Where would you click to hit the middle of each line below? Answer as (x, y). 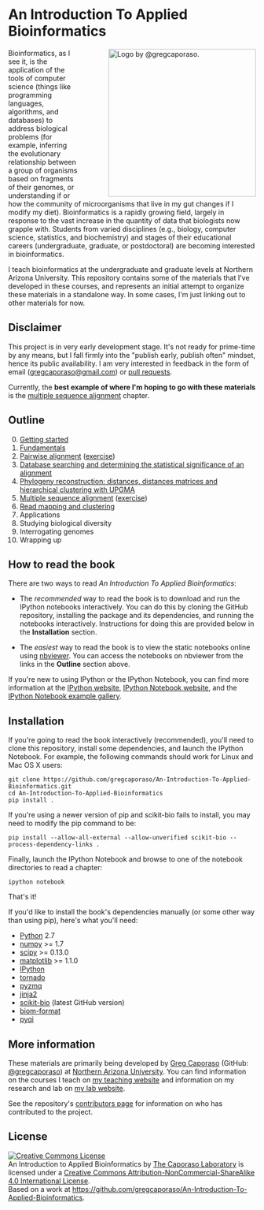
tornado (32, 977)
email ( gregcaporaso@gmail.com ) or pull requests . (90, 371)
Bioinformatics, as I (39, 53)
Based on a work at (39, 1189)
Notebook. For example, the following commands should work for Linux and (131, 757)
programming (30, 95)
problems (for (30, 136)
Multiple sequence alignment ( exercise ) (83, 497)
